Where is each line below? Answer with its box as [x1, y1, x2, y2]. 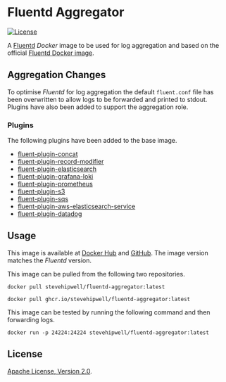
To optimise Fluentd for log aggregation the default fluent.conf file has [7, 87, 214, 96]
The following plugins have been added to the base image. [7, 136, 177, 145]
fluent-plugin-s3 [17, 187, 65, 196]
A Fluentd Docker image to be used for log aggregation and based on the [7, 41, 220, 49]
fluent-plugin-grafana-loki [17, 172, 94, 181]
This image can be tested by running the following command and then [7, 307, 211, 317]
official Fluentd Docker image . [7, 49, 95, 57]
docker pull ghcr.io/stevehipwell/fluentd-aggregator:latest [7, 295, 191, 303]
